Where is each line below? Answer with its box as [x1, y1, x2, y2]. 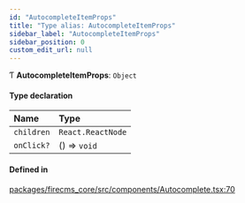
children [13, 127, 50, 138]
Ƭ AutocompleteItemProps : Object [9, 70, 137, 80]
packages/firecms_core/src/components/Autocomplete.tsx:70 [9, 184, 236, 194]
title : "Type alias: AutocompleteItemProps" [9, 21, 176, 30]
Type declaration [9, 90, 73, 101]
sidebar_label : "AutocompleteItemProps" [9, 29, 161, 38]
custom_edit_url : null [9, 46, 93, 55]
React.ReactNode [58, 127, 127, 138]
